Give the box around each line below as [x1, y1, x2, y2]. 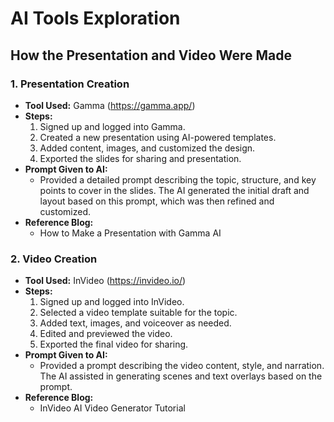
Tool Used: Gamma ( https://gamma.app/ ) [24, 99, 196, 111]
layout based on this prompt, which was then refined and [39, 195, 275, 207]
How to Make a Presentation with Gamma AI [39, 227, 222, 239]
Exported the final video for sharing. [39, 338, 189, 351]
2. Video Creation [10, 252, 98, 266]
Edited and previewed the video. [39, 328, 173, 340]
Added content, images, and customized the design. [39, 142, 256, 154]
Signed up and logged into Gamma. [39, 120, 186, 132]
